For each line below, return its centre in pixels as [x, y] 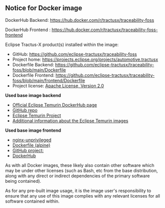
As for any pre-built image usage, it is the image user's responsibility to [78, 191]
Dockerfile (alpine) [31, 145]
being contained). [23, 181]
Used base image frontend [33, 130]
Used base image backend [33, 95]
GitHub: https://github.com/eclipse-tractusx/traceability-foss [75, 54]
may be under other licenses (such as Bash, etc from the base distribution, [82, 170]
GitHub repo [25, 110]
